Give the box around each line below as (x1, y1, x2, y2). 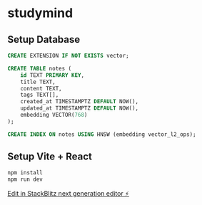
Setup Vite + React (7, 151, 93, 163)
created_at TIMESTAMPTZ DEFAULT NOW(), (20, 98, 139, 105)
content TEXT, (20, 85, 62, 92)
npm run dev (7, 176, 43, 183)
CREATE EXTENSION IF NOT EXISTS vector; (7, 52, 130, 59)
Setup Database (7, 33, 81, 46)
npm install (7, 169, 43, 177)
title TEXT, (20, 78, 56, 85)
